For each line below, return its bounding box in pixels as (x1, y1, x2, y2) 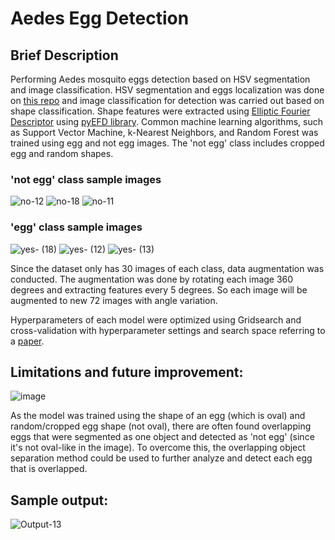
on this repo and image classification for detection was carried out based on (10, 95, 325, 106)
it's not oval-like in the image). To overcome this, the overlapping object (10, 442, 306, 454)
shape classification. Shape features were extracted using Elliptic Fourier (10, 105, 311, 117)
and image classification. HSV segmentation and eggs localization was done (10, 84, 325, 96)
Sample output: (10, 492, 109, 509)
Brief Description (10, 47, 119, 64)
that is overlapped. (10, 463, 88, 475)
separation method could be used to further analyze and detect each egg (10, 452, 313, 464)
